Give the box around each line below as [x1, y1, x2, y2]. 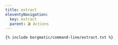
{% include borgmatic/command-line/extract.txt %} [5, 35, 113, 40]
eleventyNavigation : [5, 12, 49, 17]
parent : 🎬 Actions [10, 21, 49, 26]
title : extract [5, 7, 37, 12]
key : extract [10, 16, 37, 21]
